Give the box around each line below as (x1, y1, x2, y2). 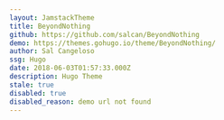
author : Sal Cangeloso (9, 47, 95, 56)
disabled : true (9, 88, 67, 97)
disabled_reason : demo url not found (9, 97, 152, 106)
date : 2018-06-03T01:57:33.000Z (9, 64, 131, 73)
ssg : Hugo (9, 55, 47, 64)
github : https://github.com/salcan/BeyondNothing (9, 30, 201, 39)
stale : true (9, 80, 54, 89)
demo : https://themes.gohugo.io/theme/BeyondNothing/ (9, 38, 217, 48)
